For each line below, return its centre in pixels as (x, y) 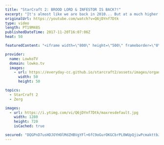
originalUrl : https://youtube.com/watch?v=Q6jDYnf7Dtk (62, 18)
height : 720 (26, 122)
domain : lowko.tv (27, 63)
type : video (17, 23)
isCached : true (29, 126)
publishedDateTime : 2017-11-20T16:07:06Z (48, 32)
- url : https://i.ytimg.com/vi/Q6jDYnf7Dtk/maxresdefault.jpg (74, 112)
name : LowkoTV (24, 59)
